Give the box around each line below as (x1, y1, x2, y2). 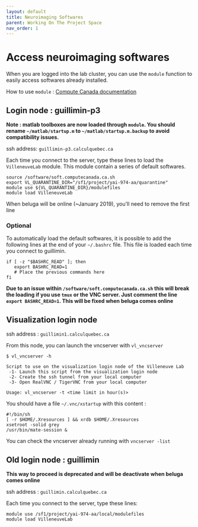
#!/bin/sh (6, 411, 31, 418)
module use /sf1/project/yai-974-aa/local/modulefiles (6, 511, 145, 517)
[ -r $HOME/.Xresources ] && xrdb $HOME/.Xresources (6, 417, 139, 423)
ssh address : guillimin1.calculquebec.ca (6, 330, 110, 338)
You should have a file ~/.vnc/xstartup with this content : (6, 400, 146, 407)
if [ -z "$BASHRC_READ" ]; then (6, 259, 86, 265)
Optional (6, 221, 31, 229)
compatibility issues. (6, 134, 59, 140)
